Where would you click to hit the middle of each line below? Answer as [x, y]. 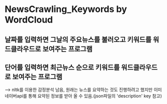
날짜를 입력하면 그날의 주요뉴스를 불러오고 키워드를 [78, 39]
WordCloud [29, 20]
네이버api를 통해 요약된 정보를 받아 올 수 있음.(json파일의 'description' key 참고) [83, 96]
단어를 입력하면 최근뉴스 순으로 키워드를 [62, 67]
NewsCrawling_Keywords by [66, 9]
